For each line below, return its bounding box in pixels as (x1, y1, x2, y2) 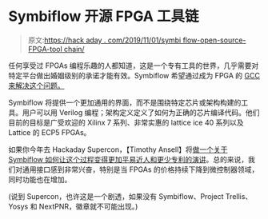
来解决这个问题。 (8, 81, 65, 90)
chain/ (63, 44, 86, 54)
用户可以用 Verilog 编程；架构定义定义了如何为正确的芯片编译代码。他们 (22, 107, 260, 117)
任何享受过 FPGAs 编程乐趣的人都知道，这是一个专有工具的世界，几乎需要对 (8, 61, 259, 70)
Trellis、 (225, 191, 253, 201)
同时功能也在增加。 (8, 174, 72, 184)
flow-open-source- (182, 35, 246, 45)
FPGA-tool (27, 44, 62, 54)
